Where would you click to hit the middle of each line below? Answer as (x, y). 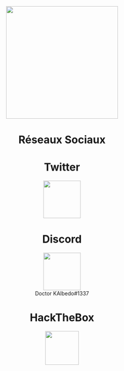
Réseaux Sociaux (62, 140)
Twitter (62, 167)
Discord (62, 239)
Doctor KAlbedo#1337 (62, 294)
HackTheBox (62, 318)
